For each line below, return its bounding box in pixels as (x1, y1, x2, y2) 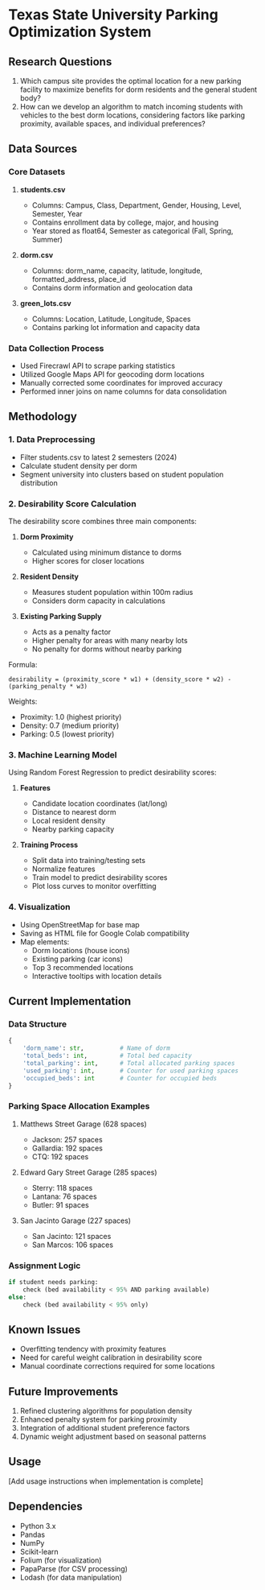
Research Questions (8, 55, 112, 68)
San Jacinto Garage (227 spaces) (19, 1216, 131, 1225)
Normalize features (31, 864, 96, 874)
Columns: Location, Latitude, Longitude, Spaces (31, 314, 191, 324)
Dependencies (8, 1500, 83, 1514)
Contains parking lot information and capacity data (31, 322, 201, 332)
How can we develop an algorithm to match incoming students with (19, 102, 243, 111)
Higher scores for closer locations (31, 555, 145, 565)
